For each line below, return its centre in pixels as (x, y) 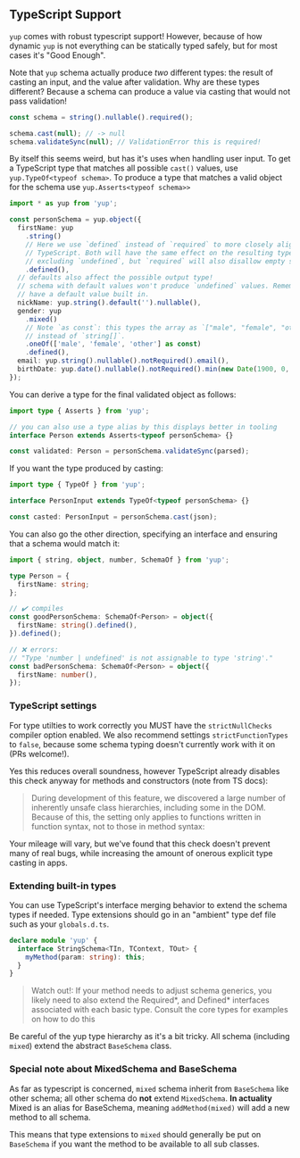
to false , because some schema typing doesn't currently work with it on (142, 744)
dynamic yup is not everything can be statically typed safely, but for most (144, 46)
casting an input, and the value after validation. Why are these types (135, 82)
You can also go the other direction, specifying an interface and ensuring (144, 534)
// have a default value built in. (83, 295)
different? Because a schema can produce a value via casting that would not (150, 91)
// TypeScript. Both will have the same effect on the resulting (150, 253)
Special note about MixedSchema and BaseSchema (123, 1069)
